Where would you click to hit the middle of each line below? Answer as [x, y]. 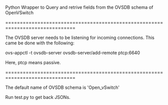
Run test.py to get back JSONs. [38, 97]
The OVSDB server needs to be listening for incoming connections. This [80, 38]
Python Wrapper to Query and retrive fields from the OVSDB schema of [79, 7]
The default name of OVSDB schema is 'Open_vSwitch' [62, 87]
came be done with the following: [40, 43]
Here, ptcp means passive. [33, 62]
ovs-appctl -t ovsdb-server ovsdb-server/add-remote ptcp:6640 [73, 53]
